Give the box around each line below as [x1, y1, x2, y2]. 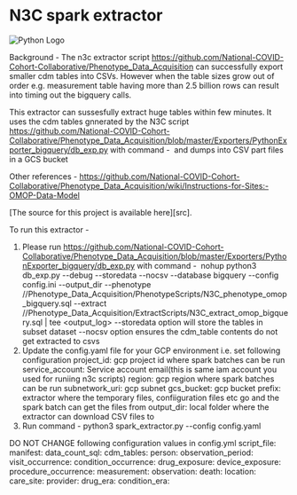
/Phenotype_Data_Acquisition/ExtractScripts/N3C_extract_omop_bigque [25, 307, 289, 318]
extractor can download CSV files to [21, 411, 155, 421]
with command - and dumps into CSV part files [110, 144, 284, 155]
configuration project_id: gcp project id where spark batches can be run [21, 354, 285, 365]
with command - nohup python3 [137, 260, 257, 271]
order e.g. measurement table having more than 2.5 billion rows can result [9, 80, 279, 90]
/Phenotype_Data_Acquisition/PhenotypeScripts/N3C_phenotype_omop [25, 288, 288, 299]
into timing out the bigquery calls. [9, 90, 132, 100]
